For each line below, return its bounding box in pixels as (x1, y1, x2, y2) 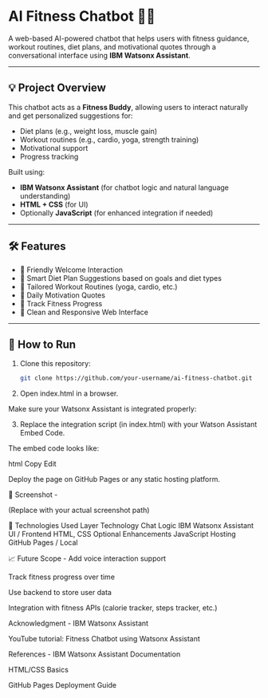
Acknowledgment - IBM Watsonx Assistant (8, 618, 149, 629)
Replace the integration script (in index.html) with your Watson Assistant (19, 420, 258, 429)
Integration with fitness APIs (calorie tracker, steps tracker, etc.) (8, 603, 218, 613)
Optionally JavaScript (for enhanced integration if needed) (19, 207, 214, 218)
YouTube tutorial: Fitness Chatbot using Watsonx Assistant (8, 634, 201, 644)
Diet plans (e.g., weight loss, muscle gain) (19, 126, 158, 136)
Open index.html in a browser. (19, 388, 119, 398)
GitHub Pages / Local (8, 538, 78, 547)
